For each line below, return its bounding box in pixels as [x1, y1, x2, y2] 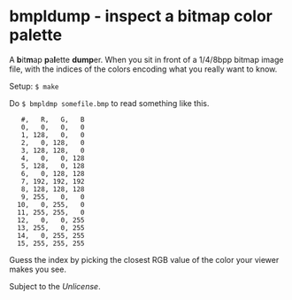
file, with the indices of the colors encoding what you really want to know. [9, 64, 278, 74]
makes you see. [9, 264, 66, 274]
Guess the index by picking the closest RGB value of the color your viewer [9, 254, 280, 265]
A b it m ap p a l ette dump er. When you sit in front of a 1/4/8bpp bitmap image [9, 54, 284, 65]
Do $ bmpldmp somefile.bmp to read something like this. [9, 97, 210, 108]
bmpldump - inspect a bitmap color [9, 6, 273, 27]
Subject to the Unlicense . [9, 281, 101, 291]
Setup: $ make [9, 81, 59, 91]
